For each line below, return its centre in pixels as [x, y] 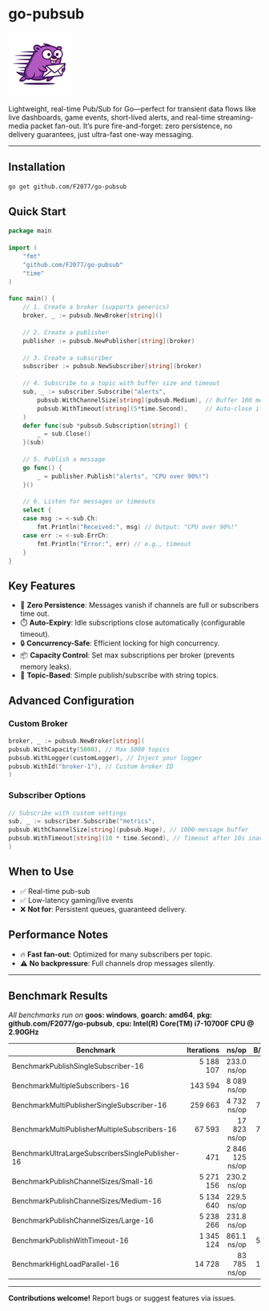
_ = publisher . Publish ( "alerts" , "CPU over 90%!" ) [123, 476]
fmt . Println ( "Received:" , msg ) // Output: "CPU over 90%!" [138, 527]
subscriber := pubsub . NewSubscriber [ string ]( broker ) [112, 366]
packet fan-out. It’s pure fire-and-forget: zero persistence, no [132, 126]
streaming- [235, 117]
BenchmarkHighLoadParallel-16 [66, 1264]
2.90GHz [24, 1032]
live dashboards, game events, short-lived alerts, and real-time [112, 117]
